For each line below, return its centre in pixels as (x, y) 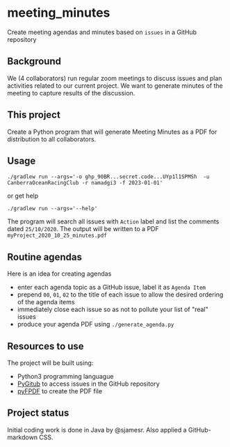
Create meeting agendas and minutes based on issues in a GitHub (102, 32)
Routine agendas (44, 257)
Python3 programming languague (65, 376)
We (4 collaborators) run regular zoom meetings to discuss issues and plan (115, 78)
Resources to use (46, 346)
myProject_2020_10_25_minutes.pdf (57, 236)
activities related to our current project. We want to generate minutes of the (115, 86)
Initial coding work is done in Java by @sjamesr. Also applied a (97, 430)
